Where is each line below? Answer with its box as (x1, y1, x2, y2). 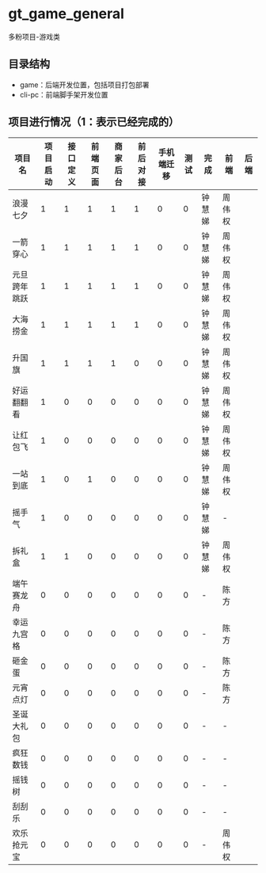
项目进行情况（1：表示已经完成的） (8, 116, 180, 129)
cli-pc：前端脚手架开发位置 (19, 90, 108, 99)
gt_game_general (8, 5, 125, 23)
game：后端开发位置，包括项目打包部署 (19, 80, 150, 90)
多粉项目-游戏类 (8, 32, 61, 41)
